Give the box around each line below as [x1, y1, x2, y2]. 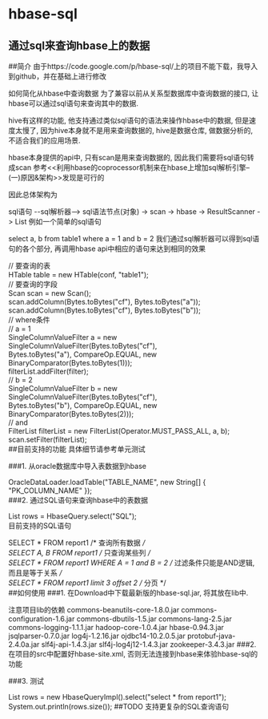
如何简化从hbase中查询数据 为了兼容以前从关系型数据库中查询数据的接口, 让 [8, 89, 259, 98]
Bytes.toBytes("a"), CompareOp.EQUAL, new [8, 349, 158, 359]
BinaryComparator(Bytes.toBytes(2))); [8, 410, 134, 418]
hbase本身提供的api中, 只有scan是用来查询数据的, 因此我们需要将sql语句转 [8, 153, 254, 162]
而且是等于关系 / [8, 568, 62, 577]
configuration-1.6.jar [8, 614, 75, 624]
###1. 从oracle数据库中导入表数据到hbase [8, 462, 146, 471]
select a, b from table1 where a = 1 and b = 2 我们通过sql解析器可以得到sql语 [8, 234, 260, 243]
